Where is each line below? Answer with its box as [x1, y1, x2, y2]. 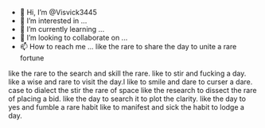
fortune [19, 53, 45, 63]
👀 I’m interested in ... [19, 16, 88, 25]
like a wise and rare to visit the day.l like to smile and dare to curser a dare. [8, 77, 253, 87]
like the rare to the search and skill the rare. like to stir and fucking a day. [8, 68, 247, 78]
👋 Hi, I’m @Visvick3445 [19, 8, 97, 17]
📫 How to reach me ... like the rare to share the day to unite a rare [19, 42, 237, 51]
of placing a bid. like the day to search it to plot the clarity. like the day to [8, 94, 247, 103]
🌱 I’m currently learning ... [19, 25, 105, 33]
